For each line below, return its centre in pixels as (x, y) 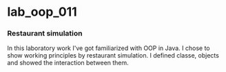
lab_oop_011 (42, 12)
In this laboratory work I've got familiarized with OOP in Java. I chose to (109, 48)
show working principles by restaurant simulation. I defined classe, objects (113, 56)
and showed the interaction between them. (68, 63)
